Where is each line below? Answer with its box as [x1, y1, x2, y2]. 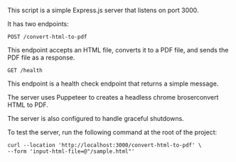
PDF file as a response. [7, 53, 75, 62]
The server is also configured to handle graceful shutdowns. [7, 115, 185, 122]
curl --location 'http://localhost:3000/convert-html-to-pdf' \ [7, 141, 202, 149]
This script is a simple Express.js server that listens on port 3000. [7, 6, 199, 14]
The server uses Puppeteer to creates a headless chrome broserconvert [7, 93, 219, 101]
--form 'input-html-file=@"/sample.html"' [7, 148, 135, 155]
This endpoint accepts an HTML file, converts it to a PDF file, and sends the [7, 46, 229, 54]
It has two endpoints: [7, 20, 69, 28]
